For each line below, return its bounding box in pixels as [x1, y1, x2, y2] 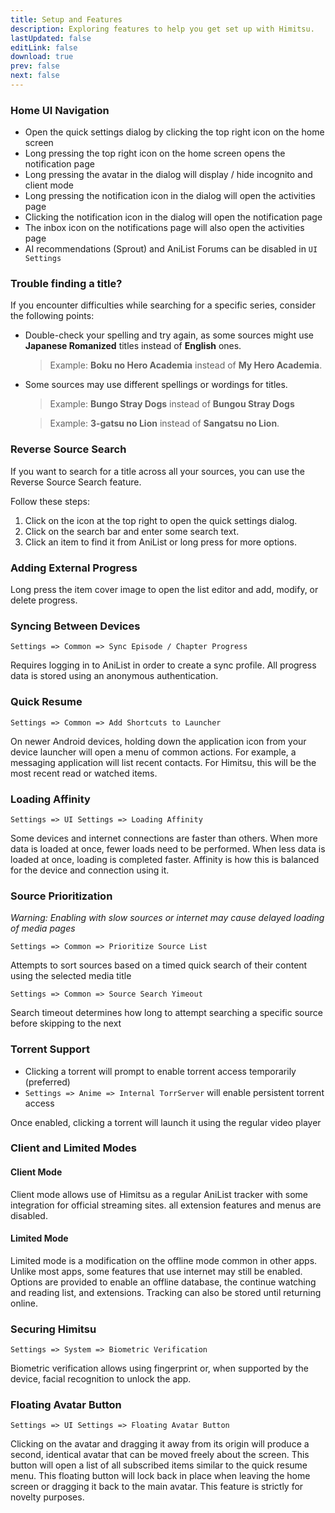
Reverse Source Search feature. [10, 476, 142, 488]
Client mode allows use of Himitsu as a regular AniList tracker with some [10, 1188, 308, 1200]
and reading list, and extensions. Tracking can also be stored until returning [10, 1286, 322, 1298]
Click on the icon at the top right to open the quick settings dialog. [24, 514, 298, 526]
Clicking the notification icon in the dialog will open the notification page [24, 211, 323, 223]
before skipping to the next [10, 1017, 122, 1030]
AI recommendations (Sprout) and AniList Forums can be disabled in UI [24, 243, 318, 255]
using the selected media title [10, 970, 132, 982]
